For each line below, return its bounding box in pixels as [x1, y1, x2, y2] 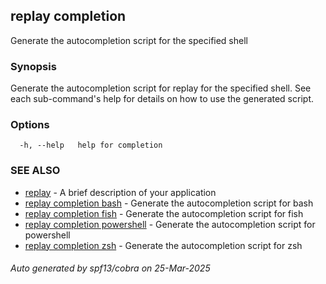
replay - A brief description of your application [24, 186, 217, 198]
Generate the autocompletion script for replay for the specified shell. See [10, 82, 312, 94]
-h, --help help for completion [19, 140, 163, 151]
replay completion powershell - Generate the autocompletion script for [24, 218, 316, 230]
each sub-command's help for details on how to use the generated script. [10, 93, 314, 105]
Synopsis [10, 59, 57, 73]
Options [10, 118, 50, 132]
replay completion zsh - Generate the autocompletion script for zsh [24, 239, 303, 251]
